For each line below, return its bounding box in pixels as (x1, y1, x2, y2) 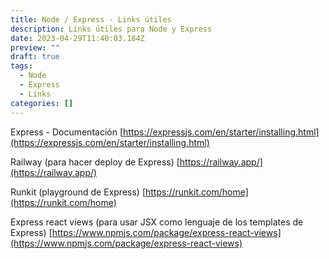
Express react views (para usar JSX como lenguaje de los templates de (10, 216, 304, 228)
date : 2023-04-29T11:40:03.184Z (10, 33, 145, 43)
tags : (10, 61, 33, 71)
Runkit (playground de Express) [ (10, 186, 146, 198)
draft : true (10, 52, 60, 62)
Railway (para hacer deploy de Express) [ (10, 156, 180, 168)
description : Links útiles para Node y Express (10, 24, 213, 34)
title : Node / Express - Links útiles (10, 14, 172, 25)
